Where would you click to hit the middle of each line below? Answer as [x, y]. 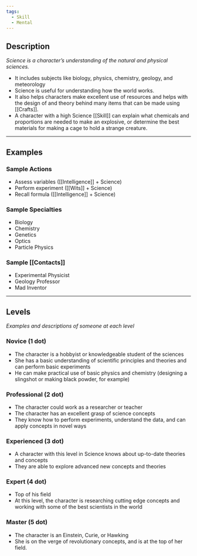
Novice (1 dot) [26, 341]
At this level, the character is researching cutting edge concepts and [97, 501]
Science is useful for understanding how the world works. [84, 91]
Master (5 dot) [27, 522]
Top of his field [33, 494]
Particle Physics [34, 247]
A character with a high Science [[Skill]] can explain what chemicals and [102, 116]
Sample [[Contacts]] [36, 262]
